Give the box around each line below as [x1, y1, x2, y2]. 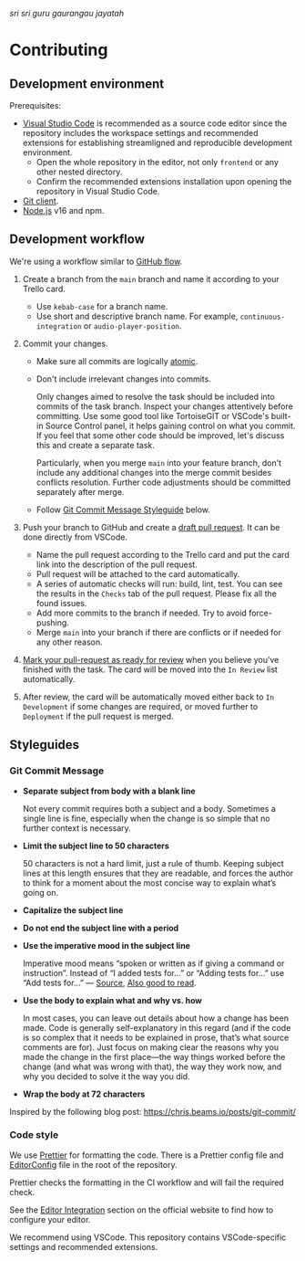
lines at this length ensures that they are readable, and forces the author [22, 867, 294, 878]
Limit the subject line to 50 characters [22, 840, 170, 851]
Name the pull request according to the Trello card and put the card [36, 549, 290, 560]
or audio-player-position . [83, 320, 182, 331]
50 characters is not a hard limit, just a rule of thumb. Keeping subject [22, 857, 284, 868]
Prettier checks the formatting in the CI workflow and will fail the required [9, 1177, 284, 1188]
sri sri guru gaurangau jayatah [9, 8, 125, 18]
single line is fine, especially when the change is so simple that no [22, 813, 270, 824]
